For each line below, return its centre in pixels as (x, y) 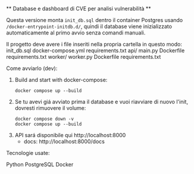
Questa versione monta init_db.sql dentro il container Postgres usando (95, 20)
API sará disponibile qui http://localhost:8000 (70, 135)
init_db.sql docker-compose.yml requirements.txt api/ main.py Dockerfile (96, 50)
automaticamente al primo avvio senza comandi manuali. (76, 33)
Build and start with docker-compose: (61, 80)
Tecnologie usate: (28, 153)
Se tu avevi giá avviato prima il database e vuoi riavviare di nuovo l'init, (101, 102)
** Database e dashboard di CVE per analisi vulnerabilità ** (79, 9)
